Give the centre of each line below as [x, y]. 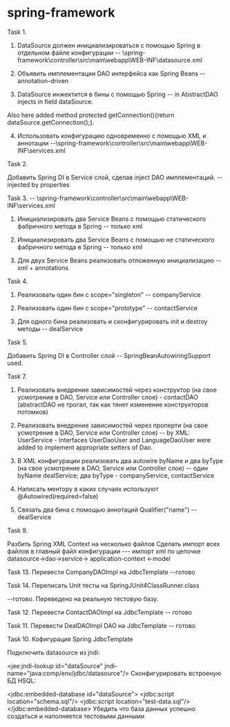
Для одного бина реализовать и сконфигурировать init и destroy [112, 321]
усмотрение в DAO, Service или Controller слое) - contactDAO [108, 397]
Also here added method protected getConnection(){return [91, 115]
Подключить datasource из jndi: [54, 652]
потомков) [32, 412]
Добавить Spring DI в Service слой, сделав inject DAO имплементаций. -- [115, 177]
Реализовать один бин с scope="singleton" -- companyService [109, 294]
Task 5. [17, 342]
